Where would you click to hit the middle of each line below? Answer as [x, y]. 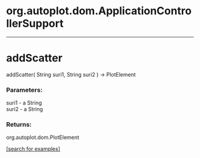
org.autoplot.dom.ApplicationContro [99, 11]
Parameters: [24, 90]
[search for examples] [33, 149]
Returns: [19, 125]
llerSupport [35, 23]
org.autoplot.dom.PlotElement [43, 137]
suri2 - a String [25, 109]
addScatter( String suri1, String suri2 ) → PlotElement [71, 74]
